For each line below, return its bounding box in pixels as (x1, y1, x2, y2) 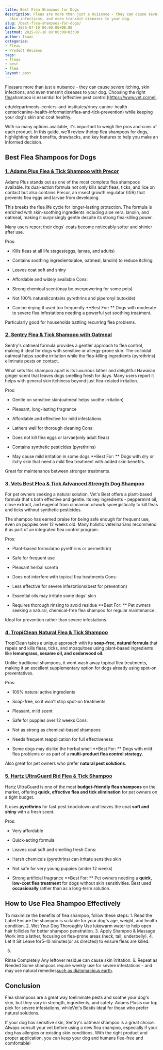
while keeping (125, 109, 153, 115)
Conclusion (5, 981, 41, 990)
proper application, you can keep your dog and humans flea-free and (5, 1035, 144, 1041)
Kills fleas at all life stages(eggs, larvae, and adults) (12, 248, 115, 254)
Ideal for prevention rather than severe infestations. (5, 617, 108, 623)
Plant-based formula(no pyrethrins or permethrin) (12, 546, 112, 552)
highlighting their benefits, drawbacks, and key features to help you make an (5, 134, 158, 139)
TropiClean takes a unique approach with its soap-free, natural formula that (5, 640, 158, 646)
